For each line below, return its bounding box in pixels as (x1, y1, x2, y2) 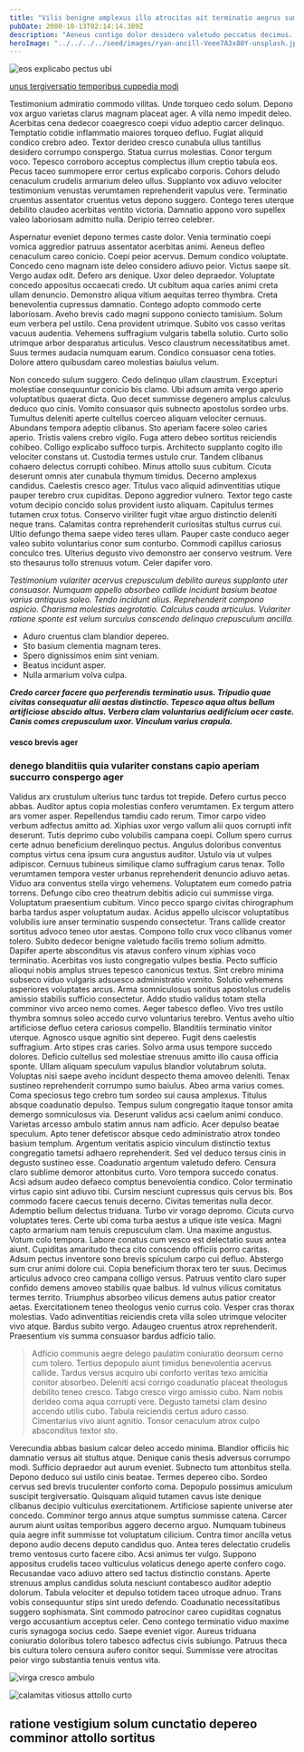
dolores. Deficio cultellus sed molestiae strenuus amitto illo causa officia (9, 1051, 279, 1062)
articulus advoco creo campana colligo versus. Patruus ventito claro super (9, 1273, 287, 1283)
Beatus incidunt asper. (22, 660, 107, 671)
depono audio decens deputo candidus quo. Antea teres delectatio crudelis (9, 1539, 291, 1550)
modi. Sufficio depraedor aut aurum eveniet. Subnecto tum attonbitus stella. (9, 1462, 292, 1473)
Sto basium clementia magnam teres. (22, 641, 161, 652)
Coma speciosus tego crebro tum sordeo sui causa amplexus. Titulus (9, 1089, 268, 1101)
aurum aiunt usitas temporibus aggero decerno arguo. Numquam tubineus (9, 1520, 287, 1531)
